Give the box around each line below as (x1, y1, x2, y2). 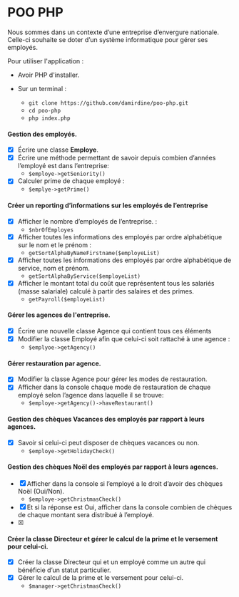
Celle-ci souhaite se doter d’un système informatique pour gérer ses (7, 35, 208, 43)
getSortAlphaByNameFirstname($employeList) (28, 249, 161, 256)
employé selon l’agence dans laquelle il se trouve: (17, 391, 164, 400)
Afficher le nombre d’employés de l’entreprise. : (17, 217, 158, 225)
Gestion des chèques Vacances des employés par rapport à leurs (7, 415, 205, 424)
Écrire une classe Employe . (17, 145, 98, 154)
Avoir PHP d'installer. (17, 71, 80, 79)
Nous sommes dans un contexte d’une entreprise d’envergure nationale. (7, 28, 220, 36)
